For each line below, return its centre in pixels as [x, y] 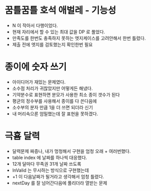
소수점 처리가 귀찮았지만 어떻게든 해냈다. [52, 88]
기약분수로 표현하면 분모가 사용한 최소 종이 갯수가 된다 [66, 94]
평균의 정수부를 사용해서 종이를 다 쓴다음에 [55, 101]
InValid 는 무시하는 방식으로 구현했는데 [51, 170]
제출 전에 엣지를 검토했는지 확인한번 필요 [52, 44]
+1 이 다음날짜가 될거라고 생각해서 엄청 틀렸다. [58, 176]
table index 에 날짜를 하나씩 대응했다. [49, 157]
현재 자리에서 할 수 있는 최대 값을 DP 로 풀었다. [59, 31]
